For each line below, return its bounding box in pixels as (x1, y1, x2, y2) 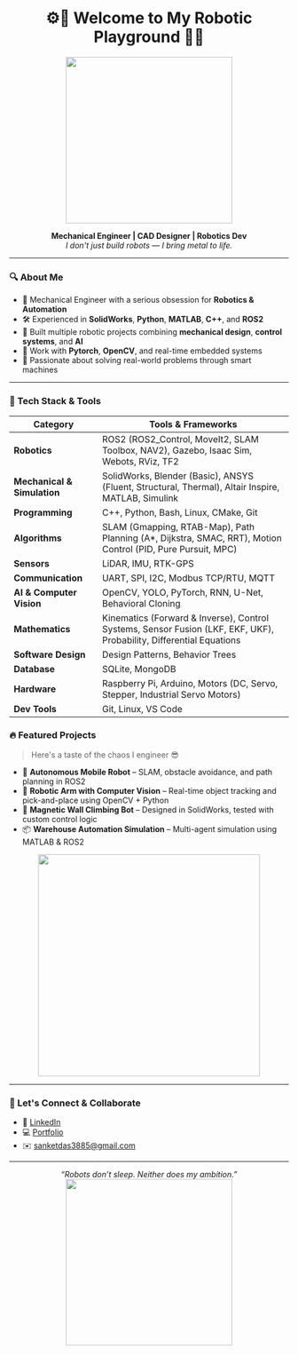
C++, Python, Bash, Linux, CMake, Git (101, 506, 258, 519)
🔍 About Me (9, 271, 64, 283)
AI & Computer (13, 586, 77, 598)
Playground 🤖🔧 (93, 27, 205, 47)
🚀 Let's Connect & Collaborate (9, 1097, 142, 1109)
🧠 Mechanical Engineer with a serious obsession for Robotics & (21, 295, 255, 305)
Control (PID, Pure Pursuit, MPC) (101, 543, 238, 555)
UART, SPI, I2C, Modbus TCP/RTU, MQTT (101, 572, 275, 584)
